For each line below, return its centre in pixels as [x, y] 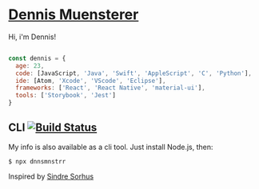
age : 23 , [30, 65]
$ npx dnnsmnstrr [37, 161]
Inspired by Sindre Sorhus [51, 176]
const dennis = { [37, 58]
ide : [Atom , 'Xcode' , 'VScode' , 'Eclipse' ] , [91, 81]
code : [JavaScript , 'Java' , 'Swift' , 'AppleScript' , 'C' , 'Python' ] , [134, 73]
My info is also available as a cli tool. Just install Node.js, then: [111, 147]
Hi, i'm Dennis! [32, 37]
